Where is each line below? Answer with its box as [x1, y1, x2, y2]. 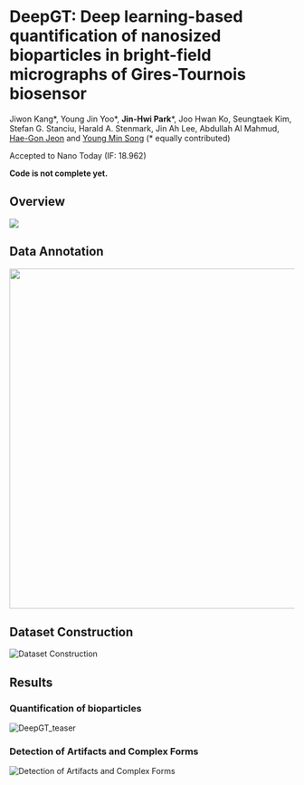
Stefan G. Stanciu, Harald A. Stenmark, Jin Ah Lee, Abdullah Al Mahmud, [9, 122, 280, 133]
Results [9, 674, 53, 690]
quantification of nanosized [9, 25, 222, 46]
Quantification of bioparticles [9, 702, 142, 714]
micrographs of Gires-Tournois [9, 64, 247, 85]
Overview [9, 194, 66, 209]
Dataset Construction [9, 624, 134, 640]
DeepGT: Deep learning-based [9, 6, 243, 27]
